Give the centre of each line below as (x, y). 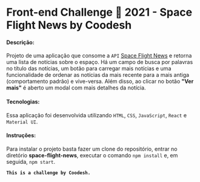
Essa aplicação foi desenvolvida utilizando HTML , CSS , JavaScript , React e (96, 115)
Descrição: (20, 42)
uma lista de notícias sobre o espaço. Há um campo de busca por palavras (100, 62)
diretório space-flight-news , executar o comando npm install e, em (92, 155)
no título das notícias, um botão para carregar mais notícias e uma (89, 68)
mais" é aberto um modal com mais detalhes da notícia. (76, 88)
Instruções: (21, 135)
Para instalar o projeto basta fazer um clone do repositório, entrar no (92, 149)
